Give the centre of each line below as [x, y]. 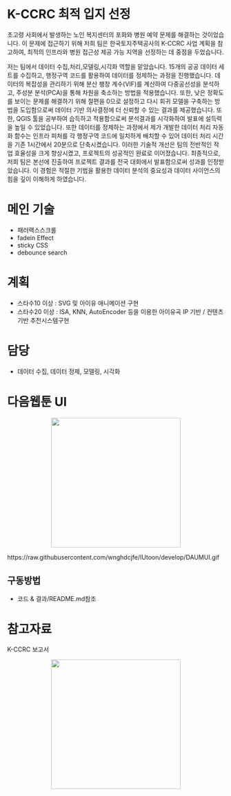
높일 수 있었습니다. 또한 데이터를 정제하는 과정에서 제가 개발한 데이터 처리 [113, 127]
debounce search [42, 252]
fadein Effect [35, 238]
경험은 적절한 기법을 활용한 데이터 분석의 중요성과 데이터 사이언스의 [130, 170]
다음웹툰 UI [37, 401]
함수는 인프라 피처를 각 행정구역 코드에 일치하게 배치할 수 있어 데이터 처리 [113, 136]
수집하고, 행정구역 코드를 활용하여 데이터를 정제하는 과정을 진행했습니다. [117, 75]
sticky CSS [32, 245]
